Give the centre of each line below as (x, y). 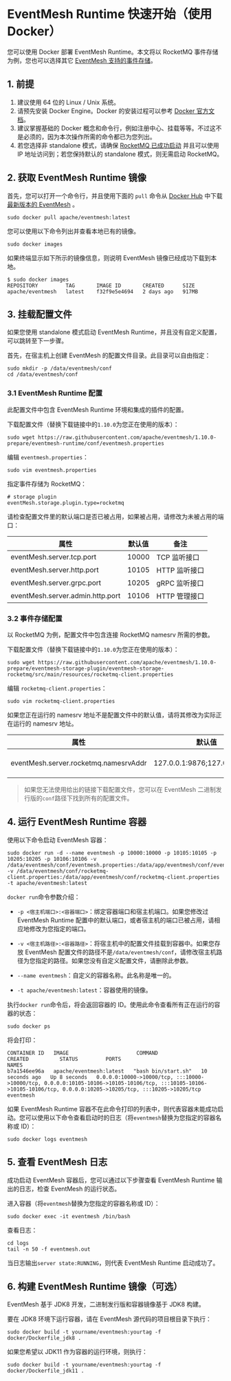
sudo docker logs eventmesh (47, 1139)
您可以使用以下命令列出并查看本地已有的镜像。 (73, 231)
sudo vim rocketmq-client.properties (61, 701)
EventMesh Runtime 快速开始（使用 (110, 14)
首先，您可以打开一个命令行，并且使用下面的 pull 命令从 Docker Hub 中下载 (115, 196)
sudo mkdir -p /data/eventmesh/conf (59, 369)
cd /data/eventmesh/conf (43, 375)
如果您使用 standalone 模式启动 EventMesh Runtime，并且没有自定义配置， (114, 332)
